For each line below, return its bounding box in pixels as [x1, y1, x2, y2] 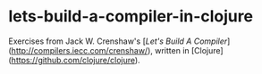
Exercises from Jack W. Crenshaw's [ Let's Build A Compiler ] [8, 36, 231, 46]
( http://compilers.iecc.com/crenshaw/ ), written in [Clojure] [8, 45, 224, 55]
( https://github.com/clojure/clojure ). [8, 54, 140, 65]
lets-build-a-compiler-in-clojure [8, 6, 254, 27]
